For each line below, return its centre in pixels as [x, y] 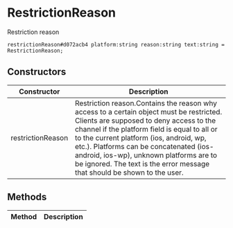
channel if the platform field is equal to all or [146, 129]
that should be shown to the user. [129, 173]
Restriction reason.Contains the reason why [146, 103]
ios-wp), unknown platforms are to [160, 155]
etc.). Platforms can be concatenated [135, 146]
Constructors [37, 72]
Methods [27, 197]
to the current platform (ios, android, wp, [141, 138]
